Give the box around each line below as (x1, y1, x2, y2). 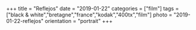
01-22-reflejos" (6, 18, 44, 24)
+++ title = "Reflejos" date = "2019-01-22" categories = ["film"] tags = (6, 5, 179, 12)
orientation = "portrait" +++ (44, 18, 113, 24)
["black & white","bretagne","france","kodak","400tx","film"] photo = (6, 11, 173, 18)
